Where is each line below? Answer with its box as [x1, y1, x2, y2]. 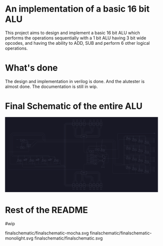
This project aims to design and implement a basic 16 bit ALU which [5, 30, 140, 35]
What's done [5, 62, 58, 73]
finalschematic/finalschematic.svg [34, 235, 103, 241]
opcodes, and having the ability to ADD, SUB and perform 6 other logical [5, 40, 150, 46]
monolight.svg [5, 235, 34, 241]
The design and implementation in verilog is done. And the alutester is [5, 78, 145, 84]
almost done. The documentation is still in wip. [5, 84, 98, 89]
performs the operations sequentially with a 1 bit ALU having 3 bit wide [5, 35, 147, 41]
